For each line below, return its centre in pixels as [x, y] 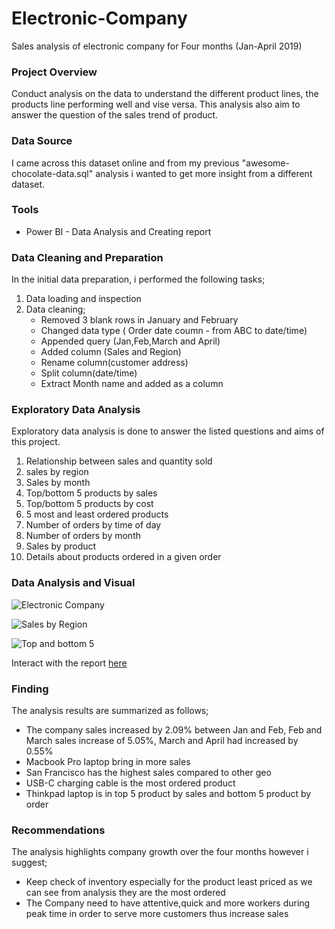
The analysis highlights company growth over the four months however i [160, 852]
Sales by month [58, 483]
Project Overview [54, 72]
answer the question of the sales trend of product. [115, 115]
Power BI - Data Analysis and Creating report [118, 231]
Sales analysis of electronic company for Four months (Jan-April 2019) [157, 46]
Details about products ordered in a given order [123, 557]
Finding [30, 689]
